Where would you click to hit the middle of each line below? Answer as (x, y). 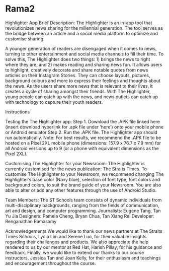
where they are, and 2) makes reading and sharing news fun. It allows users (84, 64)
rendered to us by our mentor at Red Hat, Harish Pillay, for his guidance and (83, 247)
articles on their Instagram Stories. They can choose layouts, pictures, (78, 75)
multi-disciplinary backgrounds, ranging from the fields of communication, (82, 205)
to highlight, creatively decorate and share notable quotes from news (77, 70)
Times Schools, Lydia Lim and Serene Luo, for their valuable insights (76, 236)
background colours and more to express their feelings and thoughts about (83, 81)
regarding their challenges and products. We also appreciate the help (77, 242)
